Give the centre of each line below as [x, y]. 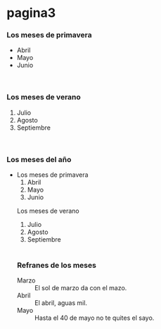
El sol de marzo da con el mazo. [80, 288]
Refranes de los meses [56, 265]
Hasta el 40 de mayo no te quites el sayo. [94, 318]
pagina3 [31, 13]
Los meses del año [39, 159]
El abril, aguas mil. [61, 303]
